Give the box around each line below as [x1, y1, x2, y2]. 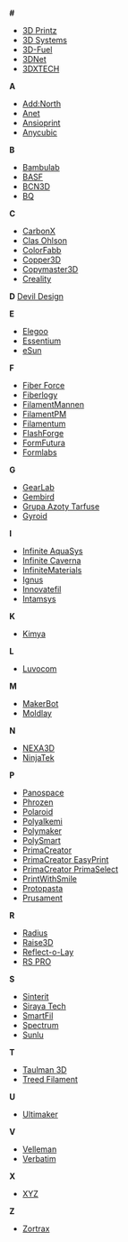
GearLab [21, 482, 55, 492]
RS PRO [21, 956, 52, 967]
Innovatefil [21, 584, 62, 594]
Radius [21, 927, 48, 938]
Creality [21, 274, 52, 284]
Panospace [21, 788, 64, 798]
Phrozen [21, 797, 54, 808]
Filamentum [21, 418, 66, 429]
